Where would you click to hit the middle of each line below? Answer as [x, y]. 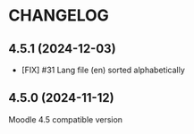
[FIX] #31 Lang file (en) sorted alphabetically [103, 70]
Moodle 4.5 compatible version [65, 119]
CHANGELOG [59, 16]
